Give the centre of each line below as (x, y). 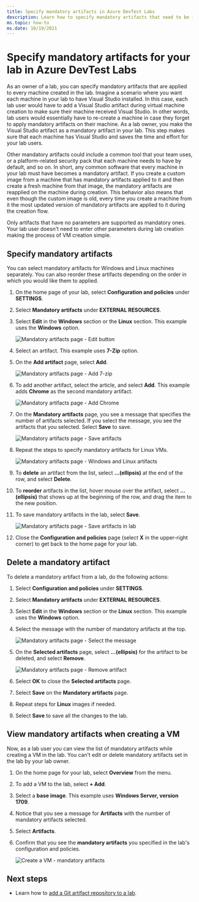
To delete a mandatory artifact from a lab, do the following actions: (88, 577)
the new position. (36, 503)
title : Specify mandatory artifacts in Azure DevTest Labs (81, 12)
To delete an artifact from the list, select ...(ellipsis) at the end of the (99, 473)
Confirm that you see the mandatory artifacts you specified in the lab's (102, 842)
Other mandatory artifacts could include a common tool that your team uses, (100, 155)
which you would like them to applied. (53, 281)
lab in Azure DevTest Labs (72, 70)
